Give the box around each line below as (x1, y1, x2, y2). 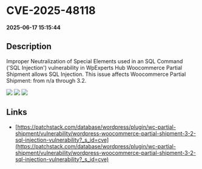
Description (6, 41, 52, 52)
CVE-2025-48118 (6, 4, 96, 18)
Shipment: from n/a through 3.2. (6, 77, 87, 84)
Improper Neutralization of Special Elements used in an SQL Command (6, 57, 183, 64)
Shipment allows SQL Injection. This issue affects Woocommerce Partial (6, 71, 186, 78)
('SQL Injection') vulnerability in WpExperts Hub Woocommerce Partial (6, 64, 183, 71)
